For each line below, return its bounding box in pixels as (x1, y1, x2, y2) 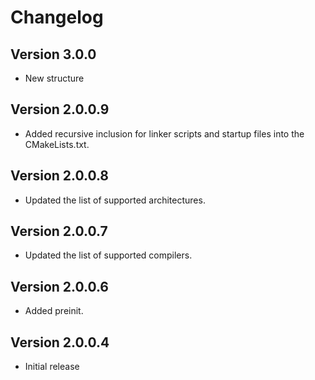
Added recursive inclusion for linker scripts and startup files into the (24, 127, 305, 140)
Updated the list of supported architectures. (24, 194, 206, 206)
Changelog (10, 6, 104, 29)
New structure (24, 72, 85, 84)
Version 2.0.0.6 (10, 278, 109, 295)
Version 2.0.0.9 (10, 101, 110, 118)
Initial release (24, 361, 80, 373)
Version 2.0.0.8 (10, 167, 110, 185)
